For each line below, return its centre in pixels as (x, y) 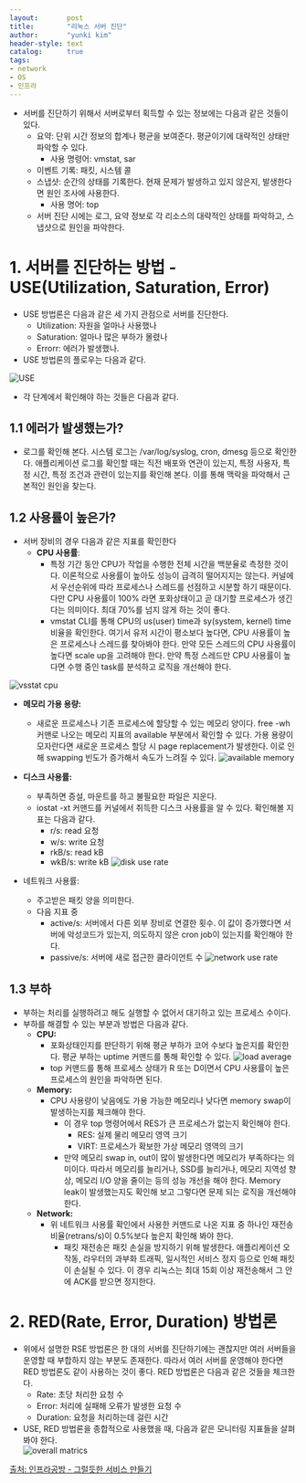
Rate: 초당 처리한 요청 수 (80, 1394)
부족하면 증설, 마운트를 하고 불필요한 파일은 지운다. (127, 796)
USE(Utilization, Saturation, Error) (140, 287)
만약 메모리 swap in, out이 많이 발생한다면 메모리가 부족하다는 (174, 1157)
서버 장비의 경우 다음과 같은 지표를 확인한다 (100, 542)
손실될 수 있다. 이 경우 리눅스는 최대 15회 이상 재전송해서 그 (178, 1270)
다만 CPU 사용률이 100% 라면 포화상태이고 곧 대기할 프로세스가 (163, 598)
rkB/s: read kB (77, 852)
